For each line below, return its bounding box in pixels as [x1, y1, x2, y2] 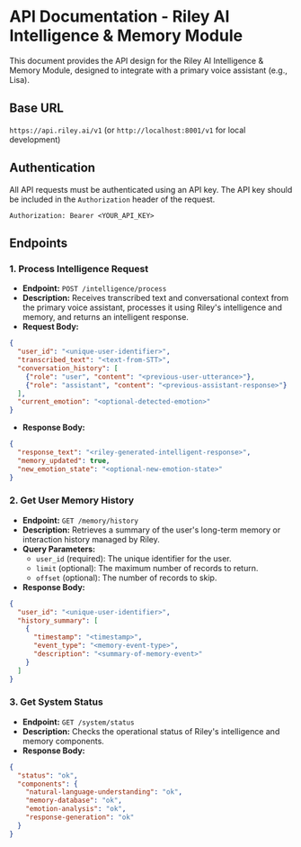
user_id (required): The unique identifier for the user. [35, 552, 232, 564]
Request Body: [22, 322, 79, 332]
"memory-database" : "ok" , [25, 796, 123, 806]
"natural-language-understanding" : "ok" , [25, 788, 182, 797]
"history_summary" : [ [17, 615, 99, 625]
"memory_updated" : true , [17, 456, 111, 465]
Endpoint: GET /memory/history [22, 515, 139, 525]
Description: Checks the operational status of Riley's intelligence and [22, 725, 280, 736]
